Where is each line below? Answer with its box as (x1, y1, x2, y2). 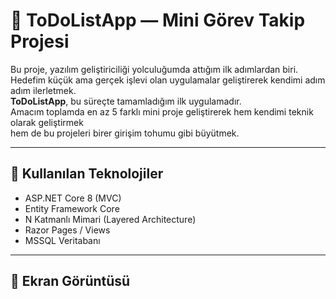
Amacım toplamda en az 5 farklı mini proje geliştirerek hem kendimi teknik (10, 105, 314, 118)
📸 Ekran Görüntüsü (10, 273, 131, 290)
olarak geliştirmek (10, 116, 84, 128)
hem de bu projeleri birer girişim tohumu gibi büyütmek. (10, 127, 240, 139)
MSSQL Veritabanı (24, 234, 101, 246)
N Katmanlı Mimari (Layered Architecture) (24, 213, 197, 225)
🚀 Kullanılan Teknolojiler (10, 165, 164, 183)
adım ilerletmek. (10, 84, 77, 96)
